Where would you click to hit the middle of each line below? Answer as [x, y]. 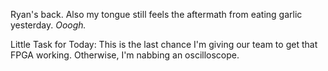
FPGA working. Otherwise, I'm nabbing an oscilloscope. [125, 55]
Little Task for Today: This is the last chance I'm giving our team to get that [164, 44]
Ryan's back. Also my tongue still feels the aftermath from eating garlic [156, 14]
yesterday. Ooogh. [48, 25]
